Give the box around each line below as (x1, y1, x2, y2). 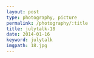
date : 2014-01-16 (6, 31, 50, 37)
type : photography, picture (6, 14, 78, 21)
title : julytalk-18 (6, 25, 56, 32)
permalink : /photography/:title (6, 20, 88, 26)
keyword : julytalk (6, 37, 53, 43)
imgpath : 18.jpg (6, 43, 47, 49)
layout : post (6, 8, 39, 15)
